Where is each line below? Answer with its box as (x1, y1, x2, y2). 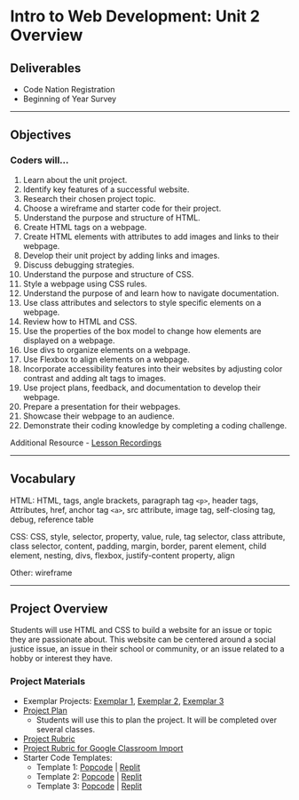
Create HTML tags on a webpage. (22, 221, 147, 232)
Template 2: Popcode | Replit (35, 771, 143, 781)
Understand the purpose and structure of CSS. (22, 268, 194, 279)
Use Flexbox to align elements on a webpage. (22, 354, 190, 364)
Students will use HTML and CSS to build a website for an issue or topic (10, 625, 273, 636)
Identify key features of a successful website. (22, 184, 190, 195)
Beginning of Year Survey (22, 93, 117, 104)
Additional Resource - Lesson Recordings (10, 437, 162, 448)
